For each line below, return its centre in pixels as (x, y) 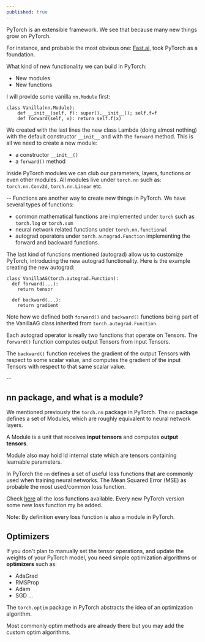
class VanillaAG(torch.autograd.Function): (63, 278)
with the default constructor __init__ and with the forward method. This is (100, 136)
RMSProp (27, 583)
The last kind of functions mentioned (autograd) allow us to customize (95, 254)
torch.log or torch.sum (44, 223)
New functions (34, 85)
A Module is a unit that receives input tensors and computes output (92, 437)
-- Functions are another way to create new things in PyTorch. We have (96, 198)
